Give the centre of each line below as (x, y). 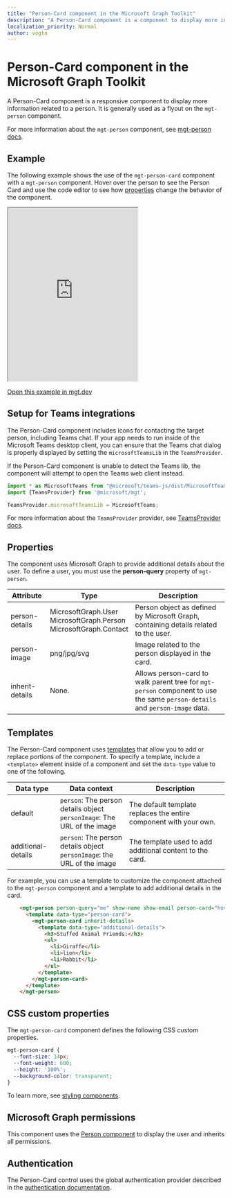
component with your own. (172, 822)
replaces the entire (159, 813)
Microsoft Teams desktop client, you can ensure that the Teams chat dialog (114, 445)
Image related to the (167, 645)
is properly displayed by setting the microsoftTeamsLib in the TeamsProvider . (115, 452)
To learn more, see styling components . (64, 1095)
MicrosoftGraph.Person (87, 620)
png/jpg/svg (69, 654)
